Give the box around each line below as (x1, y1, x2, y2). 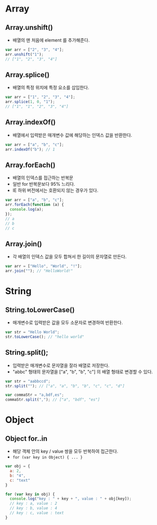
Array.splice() (5, 71, 50, 79)
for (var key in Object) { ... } (12, 455, 83, 460)
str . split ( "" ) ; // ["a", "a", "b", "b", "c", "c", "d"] (5, 383, 125, 389)
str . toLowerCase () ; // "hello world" (5, 334, 85, 339)
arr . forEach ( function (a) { (5, 202, 64, 207)
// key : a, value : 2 (10, 501, 57, 506)
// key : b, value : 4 (10, 506, 57, 511)
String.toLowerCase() (5, 305, 75, 314)
